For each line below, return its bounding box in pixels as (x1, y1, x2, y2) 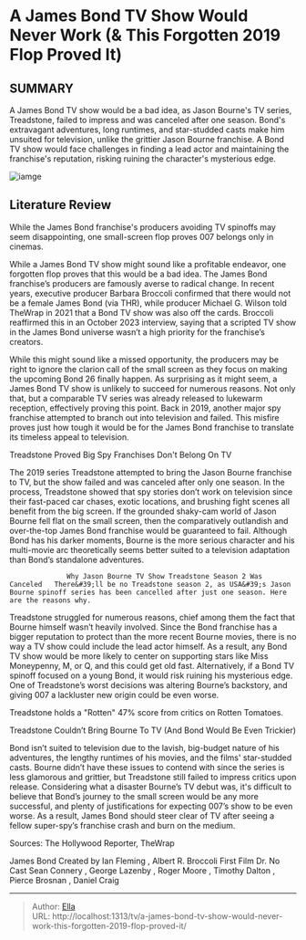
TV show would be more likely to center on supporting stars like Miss (9, 650, 269, 662)
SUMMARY (9, 80, 75, 96)
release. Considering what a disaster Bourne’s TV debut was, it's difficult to (9, 781, 292, 792)
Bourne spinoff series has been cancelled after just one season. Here (9, 588, 287, 597)
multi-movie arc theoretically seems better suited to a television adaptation (9, 544, 291, 555)
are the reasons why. (9, 595, 92, 605)
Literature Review (9, 197, 112, 213)
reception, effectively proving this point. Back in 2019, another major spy (9, 402, 281, 413)
